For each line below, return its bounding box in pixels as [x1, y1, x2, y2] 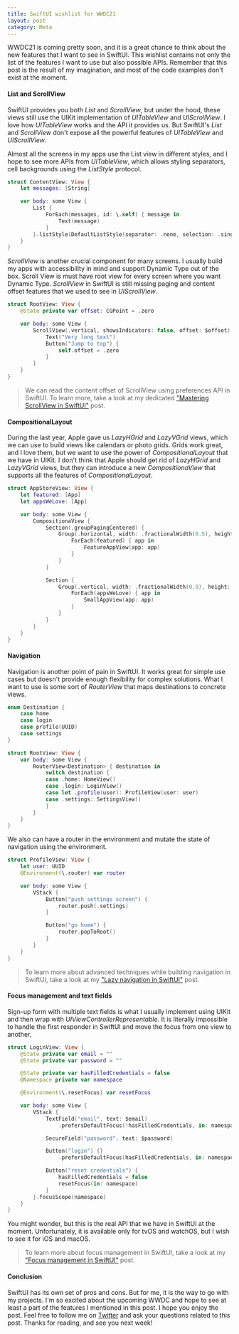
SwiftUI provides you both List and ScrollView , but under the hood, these [7, 105, 221, 114]
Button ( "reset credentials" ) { [45, 1167, 139, 1174]
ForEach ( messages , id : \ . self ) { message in [45, 211, 180, 218]
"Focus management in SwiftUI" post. [24, 1256, 135, 1264]
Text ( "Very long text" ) [45, 333, 116, 341]
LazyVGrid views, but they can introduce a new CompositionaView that [7, 464, 216, 472]
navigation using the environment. [7, 843, 107, 851]
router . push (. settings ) [58, 902, 129, 909]
